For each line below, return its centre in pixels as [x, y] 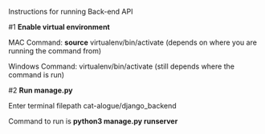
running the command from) [55, 51]
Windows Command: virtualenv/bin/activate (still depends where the [122, 66]
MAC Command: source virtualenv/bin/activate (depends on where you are [132, 42]
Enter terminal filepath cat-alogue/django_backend [92, 106]
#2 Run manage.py [41, 90]
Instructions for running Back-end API [71, 12]
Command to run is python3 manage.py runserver [93, 121]
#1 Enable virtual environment [59, 27]
